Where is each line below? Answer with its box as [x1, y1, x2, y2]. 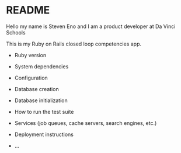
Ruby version [14, 51, 47, 58]
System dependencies [14, 62, 69, 70]
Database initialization [14, 97, 68, 104]
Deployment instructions [14, 131, 74, 138]
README [6, 4, 50, 17]
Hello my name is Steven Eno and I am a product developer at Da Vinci [6, 23, 176, 30]
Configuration [14, 74, 48, 81]
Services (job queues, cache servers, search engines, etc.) [14, 119, 157, 126]
